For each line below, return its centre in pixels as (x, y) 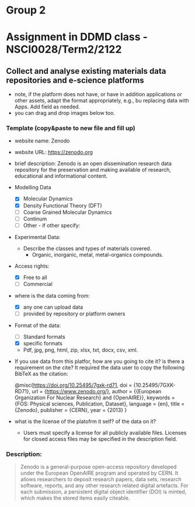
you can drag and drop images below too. (65, 113)
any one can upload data (53, 307)
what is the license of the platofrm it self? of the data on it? (85, 421)
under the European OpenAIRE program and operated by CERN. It (99, 473)
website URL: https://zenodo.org (54, 152)
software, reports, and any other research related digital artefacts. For (104, 486)
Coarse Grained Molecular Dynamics (67, 212)
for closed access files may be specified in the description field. (100, 439)
